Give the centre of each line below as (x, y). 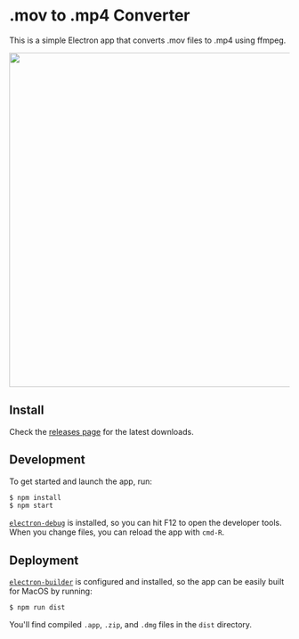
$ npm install (36, 497)
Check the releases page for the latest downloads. (101, 431)
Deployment (44, 560)
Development (48, 460)
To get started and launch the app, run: (81, 481)
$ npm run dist (37, 608)
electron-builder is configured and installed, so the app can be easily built (147, 582)
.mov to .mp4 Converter (100, 16)
